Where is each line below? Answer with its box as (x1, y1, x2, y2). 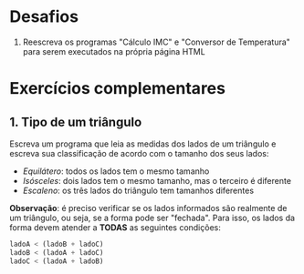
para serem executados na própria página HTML (22, 46, 205, 56)
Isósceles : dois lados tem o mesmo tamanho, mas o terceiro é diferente (22, 175, 292, 186)
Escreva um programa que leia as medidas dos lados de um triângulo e (9, 138, 277, 149)
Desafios (9, 6, 79, 27)
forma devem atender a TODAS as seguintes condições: (9, 221, 221, 233)
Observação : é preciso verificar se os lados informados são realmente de (9, 202, 288, 213)
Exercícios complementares (9, 78, 226, 99)
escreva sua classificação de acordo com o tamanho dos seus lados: (9, 147, 269, 158)
